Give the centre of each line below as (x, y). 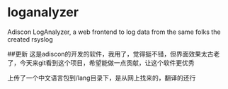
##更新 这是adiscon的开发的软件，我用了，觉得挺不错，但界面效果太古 (110, 54)
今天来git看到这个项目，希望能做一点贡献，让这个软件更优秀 (107, 63)
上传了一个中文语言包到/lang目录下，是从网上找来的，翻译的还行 (102, 78)
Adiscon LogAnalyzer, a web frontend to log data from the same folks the (114, 32)
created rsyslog (30, 39)
